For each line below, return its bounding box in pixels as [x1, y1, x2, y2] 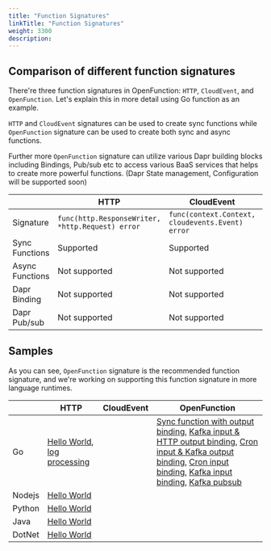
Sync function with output [156, 415, 255, 427]
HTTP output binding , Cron [156, 435, 258, 447]
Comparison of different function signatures [8, 64, 236, 78]
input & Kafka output [156, 446, 234, 457]
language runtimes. [8, 383, 73, 393]
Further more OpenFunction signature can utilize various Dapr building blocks [8, 151, 263, 162]
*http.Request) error [57, 222, 141, 231]
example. [8, 103, 39, 113]
